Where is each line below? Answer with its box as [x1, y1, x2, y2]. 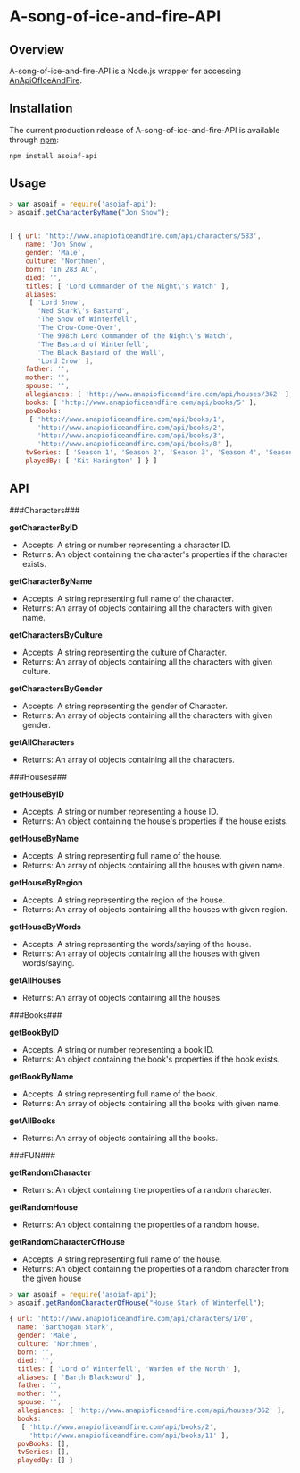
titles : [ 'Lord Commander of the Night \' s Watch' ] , [25, 282, 229, 291]
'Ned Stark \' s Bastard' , [37, 307, 129, 316]
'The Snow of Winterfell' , [37, 315, 138, 324]
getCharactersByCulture [9, 629, 103, 640]
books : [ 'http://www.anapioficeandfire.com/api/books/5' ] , [25, 398, 257, 407]
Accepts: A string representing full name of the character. [21, 593, 235, 604]
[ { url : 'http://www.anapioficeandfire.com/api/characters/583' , [9, 232, 262, 241]
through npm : [9, 134, 60, 145]
